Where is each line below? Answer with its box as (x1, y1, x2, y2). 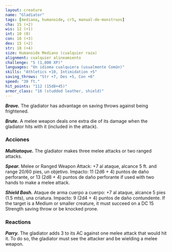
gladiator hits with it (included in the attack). (5, 123, 98, 130)
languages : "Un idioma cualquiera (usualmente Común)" (5, 65, 125, 70)
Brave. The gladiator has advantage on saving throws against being (5, 102, 148, 109)
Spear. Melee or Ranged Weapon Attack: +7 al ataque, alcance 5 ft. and (5, 163, 157, 169)
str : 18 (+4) (5, 46, 33, 51)
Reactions (5, 218, 31, 225)
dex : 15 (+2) (5, 41, 33, 46)
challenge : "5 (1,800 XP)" (5, 60, 63, 65)
